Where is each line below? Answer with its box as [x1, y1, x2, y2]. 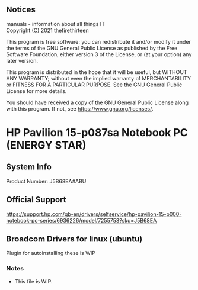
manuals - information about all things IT [6, 20, 106, 27]
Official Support [6, 195, 66, 205]
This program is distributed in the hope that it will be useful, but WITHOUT [6, 68, 187, 76]
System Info [6, 162, 52, 172]
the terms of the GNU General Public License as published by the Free [6, 44, 178, 51]
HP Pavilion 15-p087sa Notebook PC [6, 126, 189, 139]
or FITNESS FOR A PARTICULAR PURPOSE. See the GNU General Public [6, 81, 183, 88]
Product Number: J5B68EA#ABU [6, 178, 87, 185]
